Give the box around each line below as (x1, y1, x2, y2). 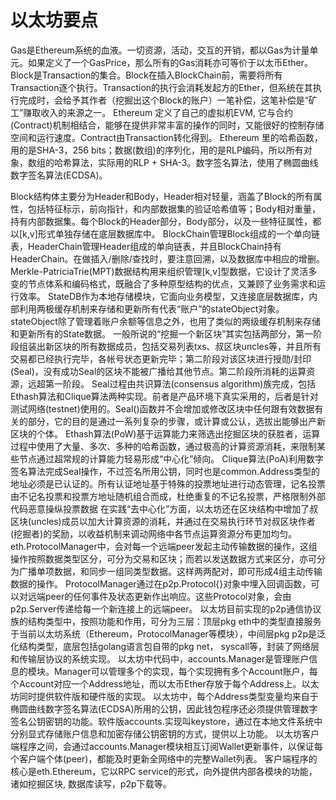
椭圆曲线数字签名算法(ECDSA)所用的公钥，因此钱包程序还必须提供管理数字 (10, 702, 318, 715)
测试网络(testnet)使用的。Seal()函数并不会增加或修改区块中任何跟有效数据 (10, 402, 315, 415)
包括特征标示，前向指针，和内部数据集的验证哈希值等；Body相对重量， (27, 202, 322, 215)
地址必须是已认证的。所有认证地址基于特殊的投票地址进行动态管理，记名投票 (10, 477, 326, 490)
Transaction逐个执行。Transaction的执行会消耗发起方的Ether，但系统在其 (10, 81, 313, 93)
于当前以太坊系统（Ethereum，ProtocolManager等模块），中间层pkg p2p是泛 (10, 627, 326, 640)
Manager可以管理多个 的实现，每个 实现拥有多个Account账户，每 (53, 665, 318, 677)
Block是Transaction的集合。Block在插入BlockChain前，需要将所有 (10, 69, 283, 81)
